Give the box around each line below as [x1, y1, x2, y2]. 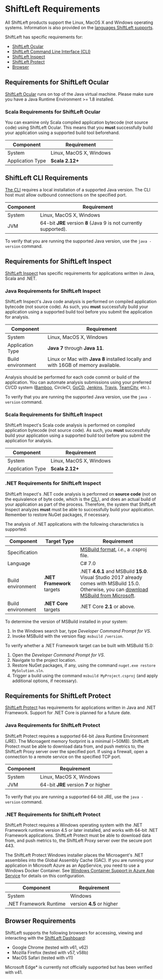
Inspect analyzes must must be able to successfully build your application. [5, 506, 155, 512]
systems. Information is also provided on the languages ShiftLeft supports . [5, 24, 154, 30]
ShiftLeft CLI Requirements [5, 174, 88, 182]
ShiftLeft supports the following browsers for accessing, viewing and [5, 929, 143, 936]
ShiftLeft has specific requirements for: [5, 34, 83, 40]
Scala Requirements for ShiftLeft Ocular [5, 108, 101, 115]
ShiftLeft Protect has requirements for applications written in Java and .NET [5, 704, 156, 710]
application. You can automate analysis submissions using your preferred [5, 379, 152, 385]
